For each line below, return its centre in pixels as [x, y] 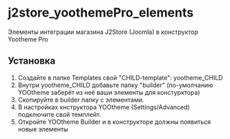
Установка [32, 61]
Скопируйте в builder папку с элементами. [81, 100]
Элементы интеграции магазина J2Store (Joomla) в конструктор [103, 32]
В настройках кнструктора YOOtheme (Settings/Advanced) [104, 107]
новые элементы [43, 129]
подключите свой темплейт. [59, 114]
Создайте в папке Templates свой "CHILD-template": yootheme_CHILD [120, 77]
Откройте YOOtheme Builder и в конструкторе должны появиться [114, 122]
